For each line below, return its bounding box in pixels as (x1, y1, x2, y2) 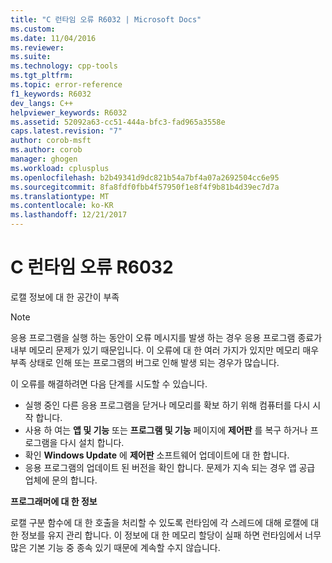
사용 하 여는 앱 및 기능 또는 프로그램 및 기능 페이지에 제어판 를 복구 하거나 (24, 424, 308, 436)
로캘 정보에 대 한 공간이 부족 (10, 291, 120, 303)
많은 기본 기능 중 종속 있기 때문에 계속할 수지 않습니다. (10, 541, 221, 553)
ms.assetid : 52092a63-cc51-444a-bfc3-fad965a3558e (10, 117, 226, 127)
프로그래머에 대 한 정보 (10, 495, 98, 507)
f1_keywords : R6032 (10, 89, 92, 99)
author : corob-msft (10, 136, 92, 146)
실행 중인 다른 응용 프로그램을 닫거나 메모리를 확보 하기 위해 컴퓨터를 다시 (24, 399, 311, 411)
